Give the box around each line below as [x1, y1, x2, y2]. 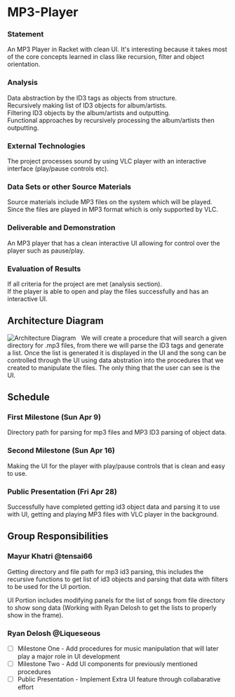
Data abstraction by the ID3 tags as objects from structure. [7, 93, 177, 102]
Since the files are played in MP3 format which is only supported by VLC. [7, 205, 219, 214]
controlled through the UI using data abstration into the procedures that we [7, 356, 224, 364]
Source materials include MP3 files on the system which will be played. [7, 198, 213, 206]
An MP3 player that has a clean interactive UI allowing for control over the [7, 239, 220, 247]
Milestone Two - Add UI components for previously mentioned [17, 660, 198, 668]
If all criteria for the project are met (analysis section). [7, 279, 163, 288]
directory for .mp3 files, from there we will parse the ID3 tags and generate [7, 341, 224, 350]
